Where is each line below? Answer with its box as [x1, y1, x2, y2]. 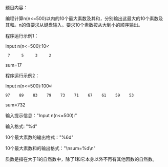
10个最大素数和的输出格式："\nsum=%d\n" [5, 145, 96, 151]
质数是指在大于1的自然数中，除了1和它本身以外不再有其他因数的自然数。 [5, 156, 157, 162]
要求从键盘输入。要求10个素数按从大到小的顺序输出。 [30, 22, 143, 28]
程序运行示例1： [5, 33, 39, 39]
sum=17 [5, 62, 22, 68]
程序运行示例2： [5, 72, 40, 79]
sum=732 [5, 102, 26, 108]
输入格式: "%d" [5, 123, 37, 129]
